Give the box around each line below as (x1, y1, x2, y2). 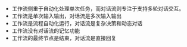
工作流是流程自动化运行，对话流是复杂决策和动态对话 (11, 20, 143, 26)
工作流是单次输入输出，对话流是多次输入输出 (11, 12, 122, 19)
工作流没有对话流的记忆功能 (11, 27, 80, 34)
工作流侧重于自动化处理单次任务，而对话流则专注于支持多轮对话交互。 (11, 5, 185, 12)
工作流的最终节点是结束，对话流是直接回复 (11, 35, 117, 41)
